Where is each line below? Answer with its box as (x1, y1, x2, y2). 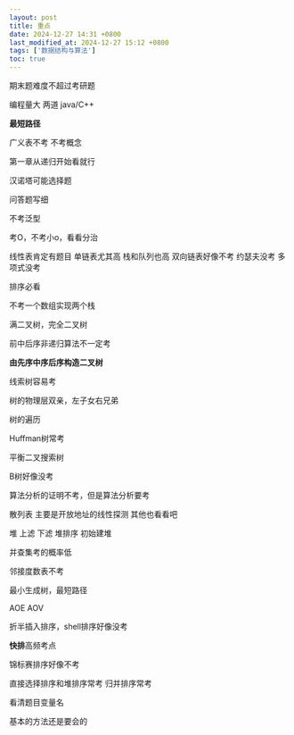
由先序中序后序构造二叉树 (9, 357, 103, 367)
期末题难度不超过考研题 (9, 80, 95, 90)
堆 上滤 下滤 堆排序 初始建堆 (9, 528, 112, 539)
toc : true (9, 54, 46, 63)
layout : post (9, 13, 58, 22)
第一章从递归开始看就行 (9, 156, 95, 166)
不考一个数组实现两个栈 (9, 300, 95, 311)
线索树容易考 (9, 376, 56, 387)
